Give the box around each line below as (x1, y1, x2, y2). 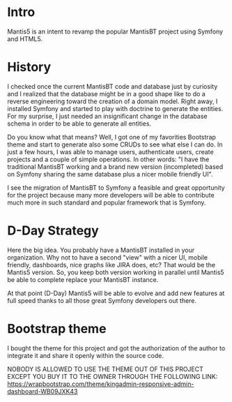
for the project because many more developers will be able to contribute (7, 191, 215, 199)
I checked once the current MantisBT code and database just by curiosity (7, 82, 218, 91)
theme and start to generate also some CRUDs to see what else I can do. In (7, 140, 223, 149)
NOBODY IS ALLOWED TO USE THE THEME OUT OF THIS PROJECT (7, 364, 204, 373)
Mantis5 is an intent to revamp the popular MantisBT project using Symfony (7, 27, 224, 36)
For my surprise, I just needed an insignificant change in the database (7, 112, 208, 120)
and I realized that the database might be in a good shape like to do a (7, 89, 206, 98)
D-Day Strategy (7, 223, 99, 239)
